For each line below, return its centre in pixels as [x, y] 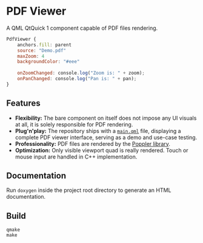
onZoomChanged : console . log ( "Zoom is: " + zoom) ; [81, 73]
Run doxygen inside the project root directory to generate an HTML [89, 190]
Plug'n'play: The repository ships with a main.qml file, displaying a [98, 131]
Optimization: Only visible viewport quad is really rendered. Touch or [102, 150]
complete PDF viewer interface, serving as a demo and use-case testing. [106, 137]
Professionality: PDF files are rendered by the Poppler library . [93, 143]
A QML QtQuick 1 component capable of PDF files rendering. [82, 28]
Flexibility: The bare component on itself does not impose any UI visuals [106, 118]
